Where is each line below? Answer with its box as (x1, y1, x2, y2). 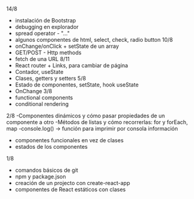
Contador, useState (15, 68, 64, 75)
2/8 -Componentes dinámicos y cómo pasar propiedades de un (6, 112, 166, 119)
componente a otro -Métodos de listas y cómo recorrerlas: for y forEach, (6, 119, 188, 126)
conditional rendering (15, 100, 69, 108)
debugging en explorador (15, 24, 79, 30)
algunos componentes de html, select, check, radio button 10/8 (15, 36, 173, 43)
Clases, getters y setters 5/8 (15, 75, 86, 82)
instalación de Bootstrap (15, 17, 76, 24)
